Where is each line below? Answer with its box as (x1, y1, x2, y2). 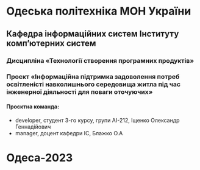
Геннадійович (15, 123, 51, 130)
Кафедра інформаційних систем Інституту (6, 29, 179, 39)
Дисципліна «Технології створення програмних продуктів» (6, 56, 194, 65)
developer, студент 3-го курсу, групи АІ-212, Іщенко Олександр (15, 116, 180, 124)
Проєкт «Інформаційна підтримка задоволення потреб (6, 73, 180, 81)
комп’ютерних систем (6, 38, 96, 48)
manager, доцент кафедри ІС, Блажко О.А (15, 129, 123, 136)
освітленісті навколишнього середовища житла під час (6, 80, 181, 89)
